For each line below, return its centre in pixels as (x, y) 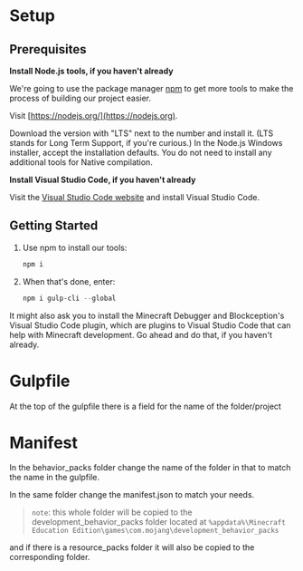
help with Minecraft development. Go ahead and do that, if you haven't (141, 334)
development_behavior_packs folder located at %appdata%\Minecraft (159, 522)
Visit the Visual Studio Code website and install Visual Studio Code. (135, 197)
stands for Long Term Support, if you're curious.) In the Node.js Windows (146, 143)
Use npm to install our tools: (75, 247)
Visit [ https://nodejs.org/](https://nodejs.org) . (94, 116)
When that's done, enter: (69, 281)
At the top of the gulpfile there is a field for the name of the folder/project (146, 406)
